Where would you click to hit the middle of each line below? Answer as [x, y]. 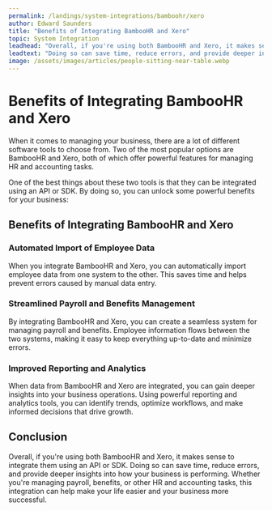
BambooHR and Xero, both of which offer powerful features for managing [131, 158]
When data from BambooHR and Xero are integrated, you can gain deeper [132, 386]
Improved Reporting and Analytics [77, 368]
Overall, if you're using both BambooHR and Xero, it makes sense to [121, 456]
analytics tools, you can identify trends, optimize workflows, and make [126, 403]
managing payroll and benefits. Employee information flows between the [130, 330]
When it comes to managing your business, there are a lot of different [124, 141]
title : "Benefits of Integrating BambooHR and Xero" [99, 31]
